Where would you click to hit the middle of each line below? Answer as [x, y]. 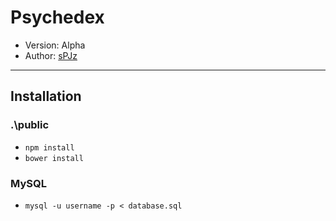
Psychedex [57, 17]
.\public [30, 125]
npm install [49, 147]
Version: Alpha [55, 45]
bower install [54, 158]
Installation [46, 96]
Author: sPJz [51, 55]
